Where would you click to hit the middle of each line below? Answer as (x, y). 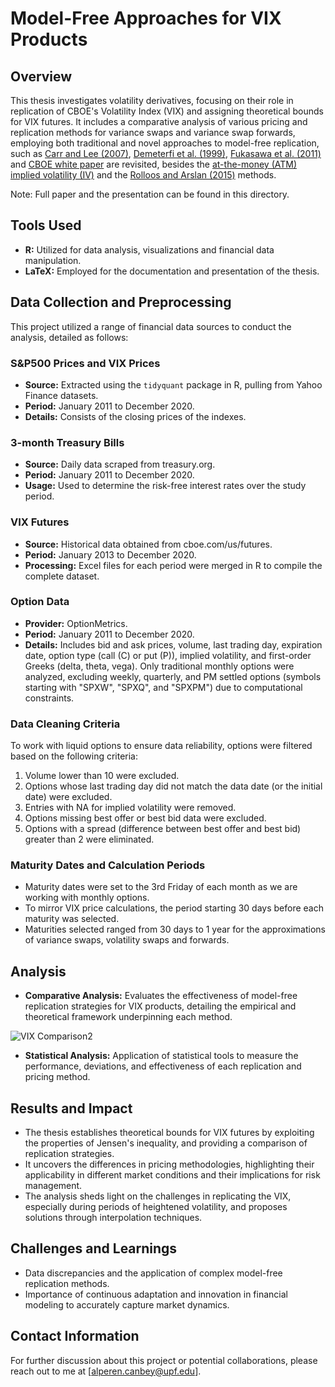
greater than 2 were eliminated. (89, 839)
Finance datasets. (61, 395)
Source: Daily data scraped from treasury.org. (120, 464)
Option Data (40, 602)
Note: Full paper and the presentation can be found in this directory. (150, 194)
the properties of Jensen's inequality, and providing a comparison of (166, 1143)
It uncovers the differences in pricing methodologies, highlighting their (169, 1164)
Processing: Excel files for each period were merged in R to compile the (173, 565)
